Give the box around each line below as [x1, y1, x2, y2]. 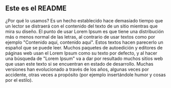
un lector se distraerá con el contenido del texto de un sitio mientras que [5, 23, 158, 29]
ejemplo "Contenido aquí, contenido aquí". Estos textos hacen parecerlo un [5, 39, 163, 45]
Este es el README [5, 4, 67, 13]
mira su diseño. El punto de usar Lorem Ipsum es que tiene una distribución [5, 28, 164, 35]
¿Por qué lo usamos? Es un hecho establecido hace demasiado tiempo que [5, 17, 163, 23]
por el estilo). [5, 77, 33, 83]
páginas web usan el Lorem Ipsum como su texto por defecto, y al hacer [5, 50, 157, 56]
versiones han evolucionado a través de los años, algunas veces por [5, 66, 149, 72]
